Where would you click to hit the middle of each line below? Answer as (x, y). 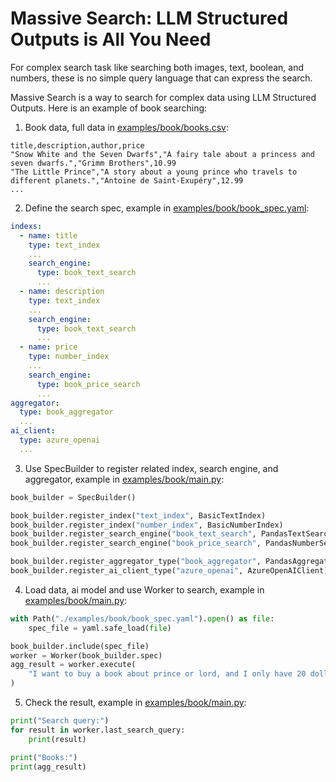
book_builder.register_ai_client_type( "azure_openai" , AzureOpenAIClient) (169, 571)
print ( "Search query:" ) (60, 721)
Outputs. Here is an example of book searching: (109, 108)
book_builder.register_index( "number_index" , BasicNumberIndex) (147, 525)
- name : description (62, 292)
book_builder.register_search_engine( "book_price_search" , (136, 543)
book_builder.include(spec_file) (80, 646)
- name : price (48, 347)
